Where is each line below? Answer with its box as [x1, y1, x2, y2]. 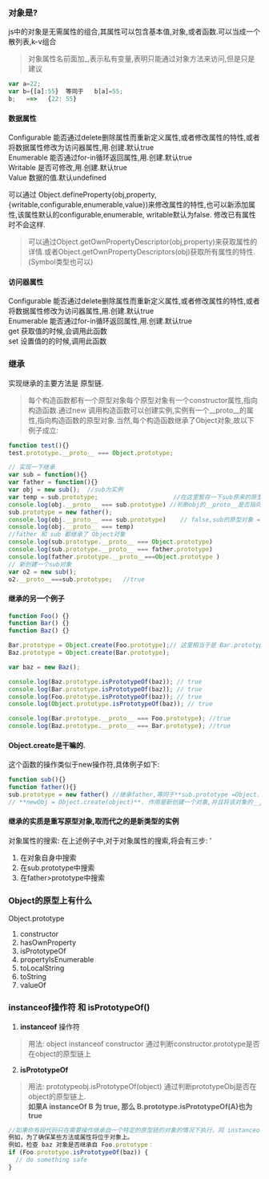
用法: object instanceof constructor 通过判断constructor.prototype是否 [27, 1039, 260, 1048]
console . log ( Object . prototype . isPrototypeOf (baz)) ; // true [8, 700, 214, 708]
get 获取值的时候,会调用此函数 [8, 327, 108, 336]
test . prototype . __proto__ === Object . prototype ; [8, 449, 174, 457]
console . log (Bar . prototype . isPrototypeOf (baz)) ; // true [8, 685, 203, 693]
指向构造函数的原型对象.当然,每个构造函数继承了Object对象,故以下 [37, 415, 255, 425]
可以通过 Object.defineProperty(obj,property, [8, 190, 158, 200]
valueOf [19, 981, 46, 990]
